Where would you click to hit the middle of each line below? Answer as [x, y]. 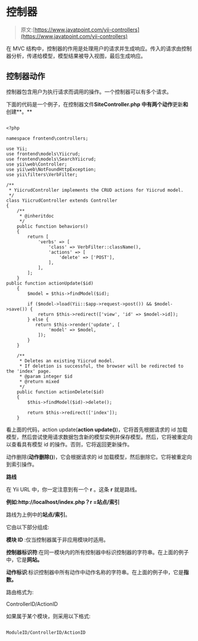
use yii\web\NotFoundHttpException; [51, 169]
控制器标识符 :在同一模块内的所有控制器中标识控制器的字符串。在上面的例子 [98, 552]
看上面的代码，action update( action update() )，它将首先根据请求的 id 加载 [97, 429]
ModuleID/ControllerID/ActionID [46, 632]
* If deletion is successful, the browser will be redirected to [101, 366]
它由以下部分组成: [28, 527]
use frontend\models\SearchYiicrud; [51, 159]
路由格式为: [20, 592]
